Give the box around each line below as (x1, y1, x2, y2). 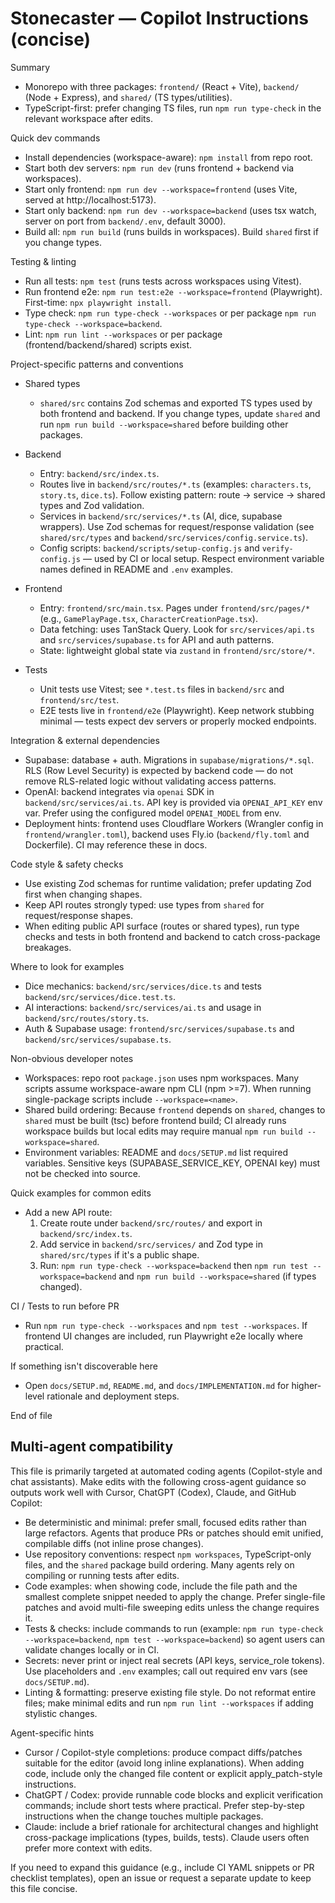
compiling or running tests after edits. (24, 1569, 180, 1581)
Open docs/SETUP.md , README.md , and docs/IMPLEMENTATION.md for (24, 1379, 290, 1391)
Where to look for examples (10, 960, 125, 972)
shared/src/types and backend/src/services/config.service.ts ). (39, 531, 308, 543)
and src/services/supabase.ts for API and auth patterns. (39, 633, 275, 646)
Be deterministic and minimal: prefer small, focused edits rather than (24, 1516, 307, 1528)
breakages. (24, 941, 72, 953)
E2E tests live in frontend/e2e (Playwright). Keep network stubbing (39, 704, 315, 716)
